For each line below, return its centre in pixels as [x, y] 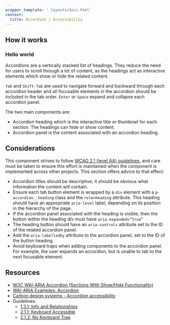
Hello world [20, 54]
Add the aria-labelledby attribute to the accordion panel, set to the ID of [89, 235]
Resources [23, 273]
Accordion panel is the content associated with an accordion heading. [86, 133]
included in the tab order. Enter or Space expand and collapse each [75, 97]
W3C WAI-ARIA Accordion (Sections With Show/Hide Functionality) [83, 285]
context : [14, 15]
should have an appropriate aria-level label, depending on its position [87, 203]
